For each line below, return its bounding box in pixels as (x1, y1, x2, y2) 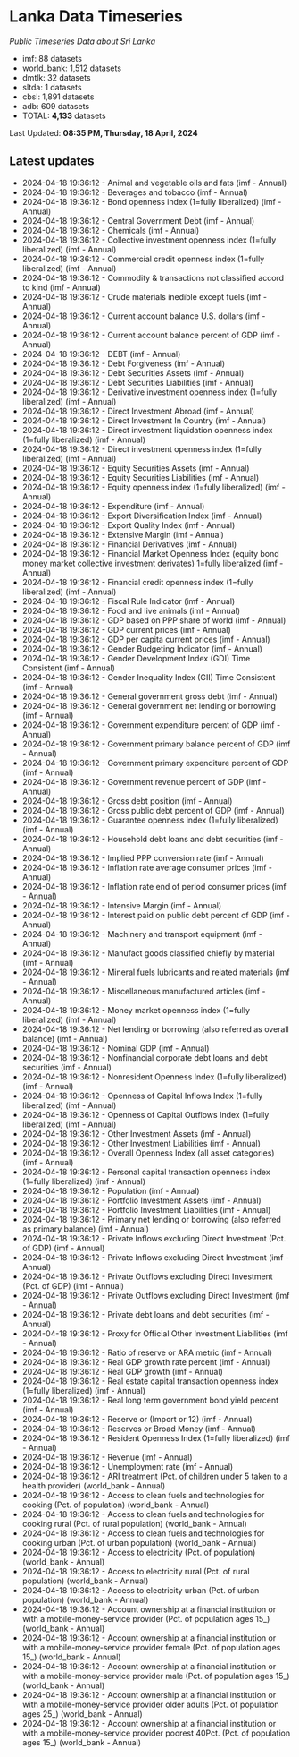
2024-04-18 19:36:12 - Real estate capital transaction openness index (21, 1376, 279, 1386)
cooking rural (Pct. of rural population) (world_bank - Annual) (21, 1518, 247, 1529)
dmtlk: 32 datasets (21, 72, 91, 82)
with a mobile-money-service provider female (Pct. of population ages (21, 1642, 281, 1652)
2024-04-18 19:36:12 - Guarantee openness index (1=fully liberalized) (21, 815, 278, 825)
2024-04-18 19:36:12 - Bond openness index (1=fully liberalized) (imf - (21, 196, 282, 207)
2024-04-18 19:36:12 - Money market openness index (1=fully (21, 1004, 251, 1015)
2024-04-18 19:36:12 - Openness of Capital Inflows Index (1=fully (21, 1090, 263, 1101)
